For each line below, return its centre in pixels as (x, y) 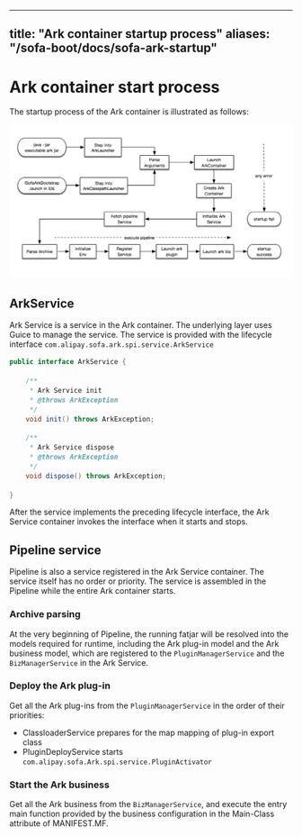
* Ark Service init (66, 390)
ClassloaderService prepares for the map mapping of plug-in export (148, 732)
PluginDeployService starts (73, 751)
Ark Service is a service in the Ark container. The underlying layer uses (141, 325)
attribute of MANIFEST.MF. (59, 823)
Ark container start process (115, 87)
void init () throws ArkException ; (90, 419)
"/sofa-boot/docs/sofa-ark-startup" (113, 48)
